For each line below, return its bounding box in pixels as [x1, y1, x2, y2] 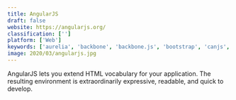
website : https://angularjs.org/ [7, 23, 106, 30]
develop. [7, 84, 33, 93]
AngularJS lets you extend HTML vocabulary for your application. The [7, 69, 211, 78]
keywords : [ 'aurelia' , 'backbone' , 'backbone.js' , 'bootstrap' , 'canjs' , [7, 43, 230, 50]
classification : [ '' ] [7, 30, 72, 38]
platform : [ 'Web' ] [7, 37, 62, 44]
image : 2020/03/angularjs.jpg [7, 50, 97, 57]
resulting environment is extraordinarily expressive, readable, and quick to [7, 77, 224, 85]
